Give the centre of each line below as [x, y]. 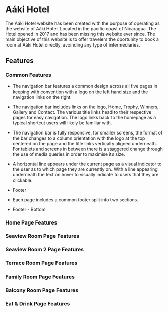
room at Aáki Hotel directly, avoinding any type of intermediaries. [73, 44]
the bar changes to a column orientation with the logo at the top [79, 138]
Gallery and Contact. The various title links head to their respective [82, 112]
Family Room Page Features [40, 277]
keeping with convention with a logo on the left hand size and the [80, 92]
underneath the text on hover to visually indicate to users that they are [86, 174]
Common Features [28, 75]
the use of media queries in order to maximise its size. [69, 154]
